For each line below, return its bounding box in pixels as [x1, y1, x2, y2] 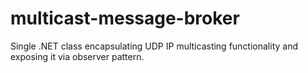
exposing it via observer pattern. [10, 50, 145, 62]
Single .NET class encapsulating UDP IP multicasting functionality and [10, 40, 299, 52]
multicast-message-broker [10, 7, 240, 30]
